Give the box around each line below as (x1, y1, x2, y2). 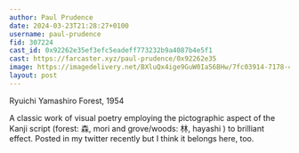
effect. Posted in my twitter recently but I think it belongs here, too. (9, 133, 255, 143)
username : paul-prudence (9, 29, 101, 38)
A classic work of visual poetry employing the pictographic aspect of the (9, 112, 276, 123)
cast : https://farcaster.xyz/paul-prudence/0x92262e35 (9, 54, 217, 63)
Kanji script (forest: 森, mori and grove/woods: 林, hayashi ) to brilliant (9, 123, 265, 133)
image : (9, 63, 34, 72)
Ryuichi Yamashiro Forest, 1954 (9, 95, 125, 106)
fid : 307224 (9, 37, 53, 47)
